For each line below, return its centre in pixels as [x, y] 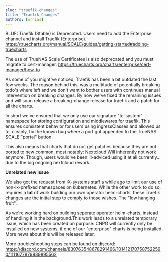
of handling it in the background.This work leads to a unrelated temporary [81, 218]
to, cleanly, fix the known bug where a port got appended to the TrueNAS [81, 132]
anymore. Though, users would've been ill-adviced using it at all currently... [83, 157]
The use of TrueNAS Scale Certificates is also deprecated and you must [79, 59]
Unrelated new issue [27, 172]
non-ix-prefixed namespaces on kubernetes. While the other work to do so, [83, 187]
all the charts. [19, 106]
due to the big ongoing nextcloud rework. [48, 163]
